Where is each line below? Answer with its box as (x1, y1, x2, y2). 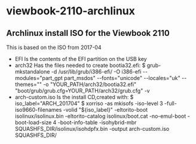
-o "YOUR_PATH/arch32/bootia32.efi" (42, 81, 137, 88)
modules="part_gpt (14, 75, 63, 81)
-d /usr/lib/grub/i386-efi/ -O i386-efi (51, 68, 142, 75)
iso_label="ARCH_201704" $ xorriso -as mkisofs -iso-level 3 (14, 100, 163, 107)
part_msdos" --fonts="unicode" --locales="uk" (63, 75, 180, 81)
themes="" (14, 81, 42, 88)
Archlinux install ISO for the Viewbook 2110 (6, 28, 170, 38)
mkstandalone (14, 68, 50, 75)
